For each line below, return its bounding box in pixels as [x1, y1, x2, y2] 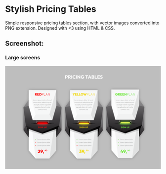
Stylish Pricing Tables [5, 3, 96, 15]
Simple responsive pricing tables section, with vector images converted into [5, 20, 160, 26]
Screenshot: [5, 40, 44, 48]
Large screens [5, 54, 41, 61]
